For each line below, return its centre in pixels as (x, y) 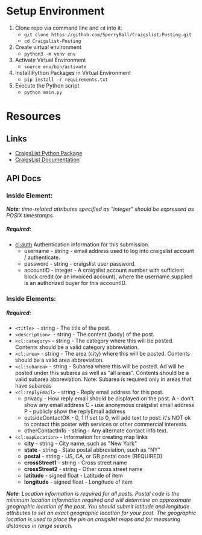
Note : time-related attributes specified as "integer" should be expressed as (100, 209)
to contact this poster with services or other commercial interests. (106, 424)
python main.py (43, 92)
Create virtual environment (48, 47)
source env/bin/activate (55, 67)
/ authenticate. (42, 257)
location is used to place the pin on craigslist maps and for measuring (93, 519)
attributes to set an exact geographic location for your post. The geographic (101, 513)
